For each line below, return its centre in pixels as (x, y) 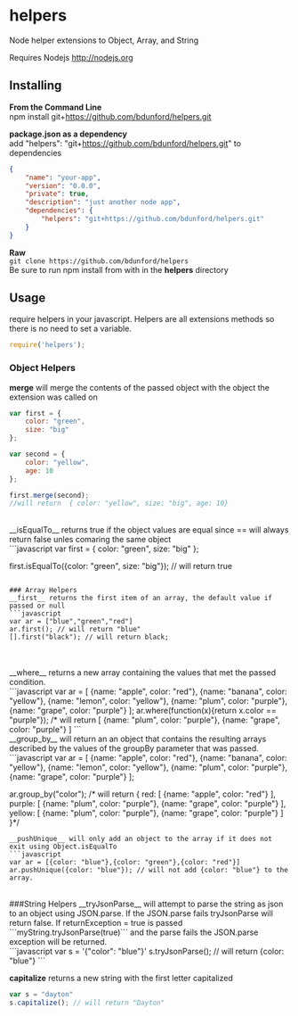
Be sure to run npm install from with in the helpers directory (119, 269)
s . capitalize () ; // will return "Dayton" (87, 1003)
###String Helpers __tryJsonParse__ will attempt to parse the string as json (146, 904)
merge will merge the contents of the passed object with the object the (139, 387)
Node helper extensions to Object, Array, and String (104, 40)
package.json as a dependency (68, 134)
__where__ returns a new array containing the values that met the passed (143, 673)
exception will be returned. (58, 942)
